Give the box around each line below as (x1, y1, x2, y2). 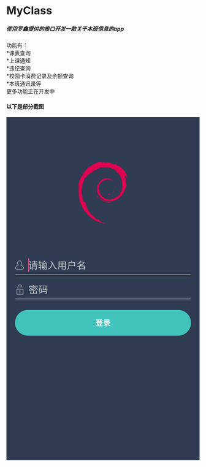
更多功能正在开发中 (6, 88, 55, 95)
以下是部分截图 (6, 102, 44, 110)
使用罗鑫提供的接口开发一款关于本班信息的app (6, 25, 124, 32)
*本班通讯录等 (6, 80, 42, 88)
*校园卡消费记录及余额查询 (6, 72, 74, 80)
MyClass (6, 4, 53, 18)
